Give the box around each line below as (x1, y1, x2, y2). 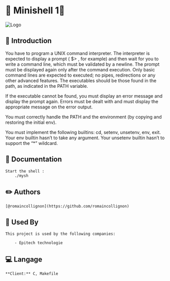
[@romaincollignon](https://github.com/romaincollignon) (5, 204, 130, 209)
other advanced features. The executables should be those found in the (5, 77, 157, 84)
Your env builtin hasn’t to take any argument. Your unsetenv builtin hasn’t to (5, 135, 165, 141)
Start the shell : (5, 168, 45, 174)
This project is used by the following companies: (5, 231, 116, 237)
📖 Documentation (5, 155, 62, 164)
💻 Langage (5, 255, 42, 264)
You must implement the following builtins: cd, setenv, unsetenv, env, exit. (5, 129, 161, 135)
